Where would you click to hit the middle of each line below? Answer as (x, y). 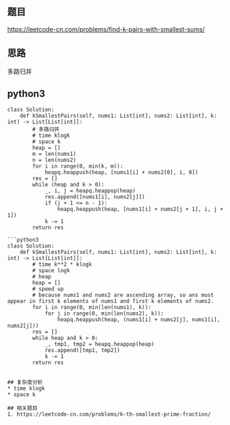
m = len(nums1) (55, 154)
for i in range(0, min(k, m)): (78, 166)
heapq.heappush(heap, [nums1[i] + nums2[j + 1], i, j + (140, 209)
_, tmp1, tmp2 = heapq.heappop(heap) (100, 344)
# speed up (48, 289)
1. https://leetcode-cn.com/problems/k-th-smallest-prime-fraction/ (109, 414)
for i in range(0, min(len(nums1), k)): (92, 308)
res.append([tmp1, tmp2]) (82, 351)
